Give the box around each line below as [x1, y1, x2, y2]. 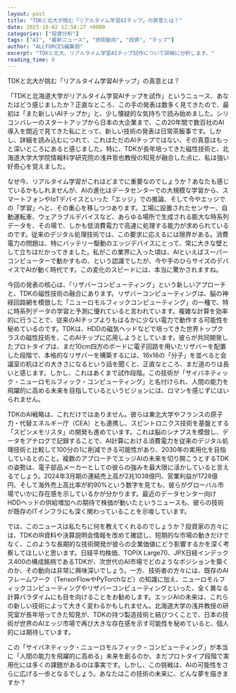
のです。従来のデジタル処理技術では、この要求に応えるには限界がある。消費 [7, 230, 229, 239]
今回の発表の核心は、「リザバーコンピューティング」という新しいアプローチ [7, 280, 227, 289]
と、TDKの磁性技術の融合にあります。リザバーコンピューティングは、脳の [7, 289, 223, 297]
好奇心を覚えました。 [7, 162, 69, 170]
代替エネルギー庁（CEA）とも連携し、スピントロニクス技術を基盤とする [19, 418, 230, 427]
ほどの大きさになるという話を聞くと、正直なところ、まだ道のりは [31, 359, 223, 368]
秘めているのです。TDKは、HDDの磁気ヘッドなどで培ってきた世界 [7, 324, 199, 332]
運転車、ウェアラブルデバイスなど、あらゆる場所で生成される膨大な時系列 [13, 212, 229, 221]
